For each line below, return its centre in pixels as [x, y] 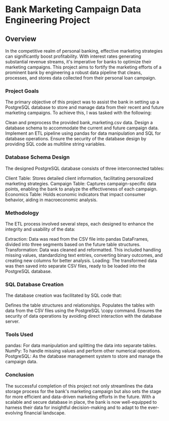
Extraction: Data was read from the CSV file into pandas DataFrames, [77, 239]
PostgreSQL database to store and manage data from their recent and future [84, 107]
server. [13, 321]
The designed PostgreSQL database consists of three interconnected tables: [85, 168]
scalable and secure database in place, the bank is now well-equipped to [81, 402]
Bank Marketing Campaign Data [73, 9]
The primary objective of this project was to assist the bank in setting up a [82, 102]
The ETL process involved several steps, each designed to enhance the [79, 223]
